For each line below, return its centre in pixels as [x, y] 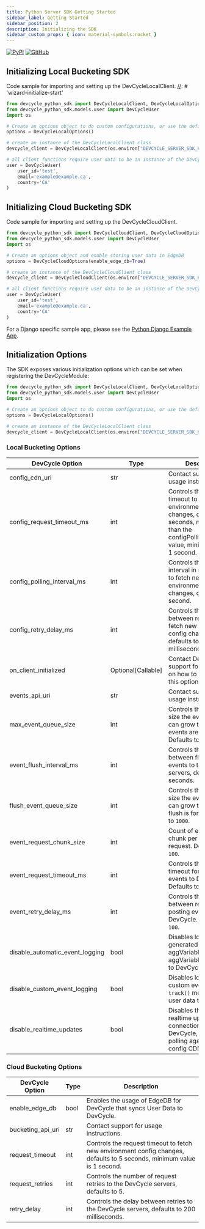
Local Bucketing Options [43, 448]
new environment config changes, [135, 1151]
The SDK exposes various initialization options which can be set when [94, 369]
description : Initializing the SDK [52, 29]
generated [183, 944]
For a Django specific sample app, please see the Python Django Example [99, 329]
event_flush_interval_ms [44, 765]
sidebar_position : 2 [33, 23]
